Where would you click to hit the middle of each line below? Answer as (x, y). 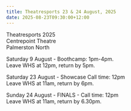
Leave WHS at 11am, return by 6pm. (50, 83)
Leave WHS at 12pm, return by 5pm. (51, 65)
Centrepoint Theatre (31, 41)
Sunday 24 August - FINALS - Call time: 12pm (62, 95)
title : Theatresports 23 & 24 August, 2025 (61, 12)
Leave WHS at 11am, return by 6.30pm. (54, 101)
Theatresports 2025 (31, 34)
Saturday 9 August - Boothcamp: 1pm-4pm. (60, 59)
